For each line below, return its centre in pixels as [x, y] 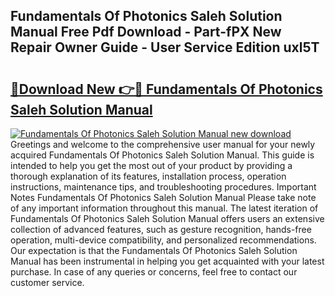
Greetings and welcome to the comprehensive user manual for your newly [163, 144]
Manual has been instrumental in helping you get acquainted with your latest [167, 261]
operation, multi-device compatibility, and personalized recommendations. [163, 240]
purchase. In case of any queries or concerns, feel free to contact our [154, 272]
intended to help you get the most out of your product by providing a [151, 165]
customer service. [47, 282]
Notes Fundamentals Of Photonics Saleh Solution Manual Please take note [163, 197]
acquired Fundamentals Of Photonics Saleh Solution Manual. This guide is [162, 155]
